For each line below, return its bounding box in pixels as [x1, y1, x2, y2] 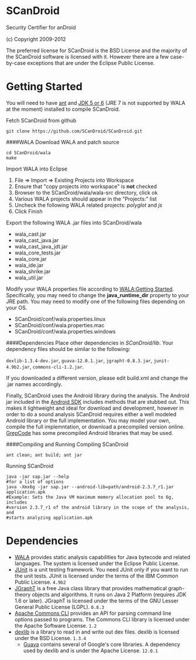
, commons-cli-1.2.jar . [29, 363, 84, 370]
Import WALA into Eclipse [6, 165, 67, 172]
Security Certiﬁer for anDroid [6, 23, 76, 30]
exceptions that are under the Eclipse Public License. [27, 59, 155, 66]
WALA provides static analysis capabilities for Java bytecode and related [14, 553, 190, 560]
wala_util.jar [14, 274, 43, 281]
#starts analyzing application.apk [6, 515, 93, 520]
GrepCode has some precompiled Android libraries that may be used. [6, 429, 174, 436]
